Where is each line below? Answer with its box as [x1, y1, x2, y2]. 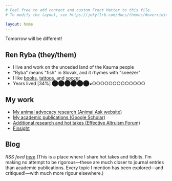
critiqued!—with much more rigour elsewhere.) [5, 170, 104, 176]
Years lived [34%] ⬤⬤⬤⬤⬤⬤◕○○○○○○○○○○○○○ [12, 81, 146, 87]
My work [5, 95, 34, 104]
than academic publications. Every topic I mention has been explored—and [5, 165, 164, 171]
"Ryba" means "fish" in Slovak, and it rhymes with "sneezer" [12, 70, 141, 76]
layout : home [5, 22, 33, 27]
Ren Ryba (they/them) [5, 50, 77, 59]
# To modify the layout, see [5, 12, 68, 17]
